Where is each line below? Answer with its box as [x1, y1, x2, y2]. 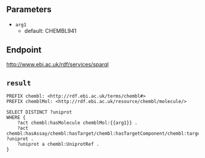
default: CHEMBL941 [24, 27, 77, 34]
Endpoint [6, 45, 41, 55]
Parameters [6, 4, 52, 15]
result [6, 78, 32, 87]
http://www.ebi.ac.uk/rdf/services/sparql [6, 61, 109, 68]
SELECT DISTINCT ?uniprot [6, 109, 72, 115]
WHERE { [6, 115, 26, 121]
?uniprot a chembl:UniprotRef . [17, 142, 99, 148]
